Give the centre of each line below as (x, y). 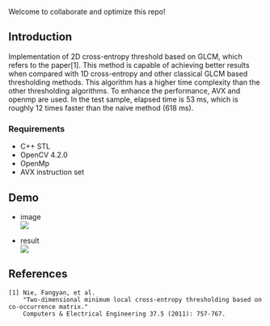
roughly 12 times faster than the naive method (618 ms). (101, 107)
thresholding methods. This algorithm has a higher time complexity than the (134, 82)
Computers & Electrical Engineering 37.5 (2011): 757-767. (124, 314)
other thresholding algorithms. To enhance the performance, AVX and (124, 90)
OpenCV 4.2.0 (44, 155)
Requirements (37, 128)
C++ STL (35, 146)
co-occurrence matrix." (49, 307)
